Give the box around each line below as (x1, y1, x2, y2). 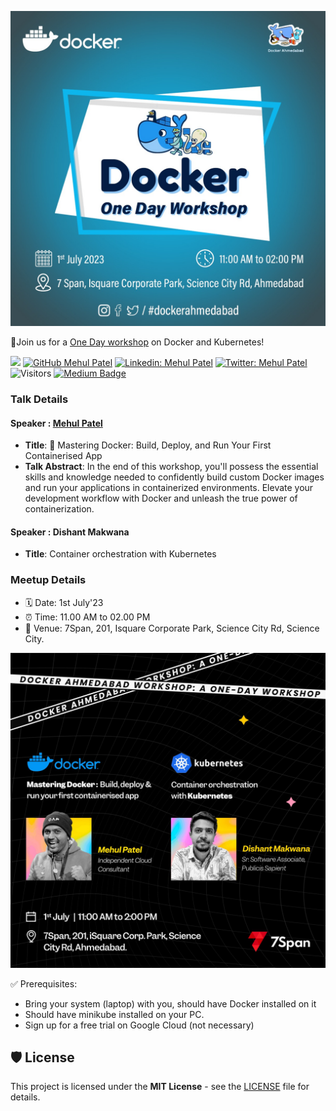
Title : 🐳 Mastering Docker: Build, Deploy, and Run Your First (24, 439, 272, 451)
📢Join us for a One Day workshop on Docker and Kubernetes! (10, 336, 265, 348)
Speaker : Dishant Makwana (10, 526, 130, 538)
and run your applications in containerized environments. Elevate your (24, 482, 314, 494)
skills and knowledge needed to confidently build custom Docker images (24, 471, 325, 483)
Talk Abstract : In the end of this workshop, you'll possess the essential (24, 461, 319, 473)
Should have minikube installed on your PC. (24, 1008, 205, 1020)
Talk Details (10, 392, 69, 406)
